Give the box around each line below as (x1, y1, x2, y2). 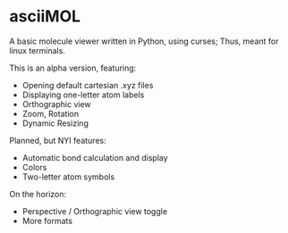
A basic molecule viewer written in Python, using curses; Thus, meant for (9, 36, 279, 46)
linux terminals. (9, 45, 65, 55)
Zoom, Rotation (21, 108, 79, 119)
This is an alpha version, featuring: (9, 62, 137, 73)
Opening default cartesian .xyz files (21, 79, 154, 90)
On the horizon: (9, 188, 67, 199)
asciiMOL (9, 6, 81, 27)
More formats (21, 215, 73, 226)
